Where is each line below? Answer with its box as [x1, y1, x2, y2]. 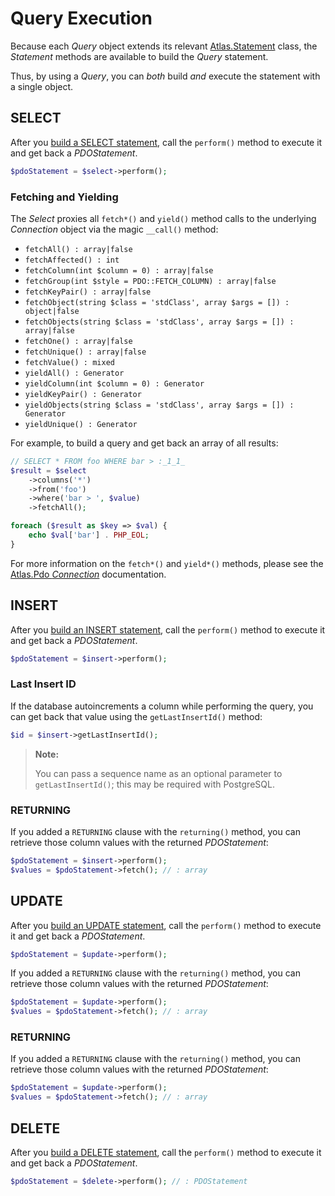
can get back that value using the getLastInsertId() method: [10, 710, 263, 722]
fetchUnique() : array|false [24, 347, 147, 357]
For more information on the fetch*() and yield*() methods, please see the [10, 557, 324, 569]
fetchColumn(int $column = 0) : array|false [24, 265, 214, 276]
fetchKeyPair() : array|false [24, 287, 152, 297]
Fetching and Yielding [10, 190, 119, 204]
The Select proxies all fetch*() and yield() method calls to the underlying [10, 212, 317, 224]
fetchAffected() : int [24, 255, 120, 265]
